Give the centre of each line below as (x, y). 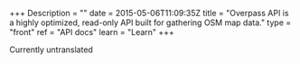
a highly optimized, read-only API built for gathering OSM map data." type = (150, 23)
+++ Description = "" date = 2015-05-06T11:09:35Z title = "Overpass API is (149, 13)
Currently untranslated (51, 50)
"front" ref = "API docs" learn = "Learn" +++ (92, 32)
